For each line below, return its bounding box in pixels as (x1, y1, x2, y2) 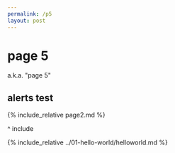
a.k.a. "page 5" (7, 71, 52, 80)
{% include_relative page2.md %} (7, 111, 106, 120)
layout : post (7, 17, 46, 24)
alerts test (7, 92, 54, 104)
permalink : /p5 (7, 10, 52, 18)
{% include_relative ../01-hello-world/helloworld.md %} (7, 138, 168, 147)
